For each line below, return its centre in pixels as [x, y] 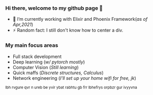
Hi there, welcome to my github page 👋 [54, 8]
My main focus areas [32, 45]
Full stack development [37, 56]
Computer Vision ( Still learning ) [46, 67]
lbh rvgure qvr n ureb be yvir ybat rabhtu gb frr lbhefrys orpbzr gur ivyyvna [71, 87]
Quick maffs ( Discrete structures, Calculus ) [58, 73]
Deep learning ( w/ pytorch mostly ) [49, 62]
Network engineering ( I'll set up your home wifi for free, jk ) [74, 78]
